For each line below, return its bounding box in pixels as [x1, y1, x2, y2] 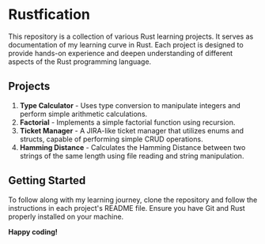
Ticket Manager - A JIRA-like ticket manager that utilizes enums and [19, 126, 244, 135]
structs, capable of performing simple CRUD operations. [19, 134, 203, 144]
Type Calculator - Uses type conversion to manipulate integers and [19, 100, 241, 110]
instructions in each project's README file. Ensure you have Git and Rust [8, 203, 245, 212]
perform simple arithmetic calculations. [19, 109, 148, 118]
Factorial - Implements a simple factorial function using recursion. [19, 117, 236, 127]
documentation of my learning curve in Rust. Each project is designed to [8, 39, 244, 49]
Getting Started [8, 174, 86, 187]
